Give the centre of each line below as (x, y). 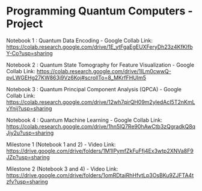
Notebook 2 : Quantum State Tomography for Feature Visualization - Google (100, 65)
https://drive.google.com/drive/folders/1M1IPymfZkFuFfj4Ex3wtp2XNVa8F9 (100, 151)
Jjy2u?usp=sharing (30, 133)
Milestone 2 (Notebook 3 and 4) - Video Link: (62, 169)
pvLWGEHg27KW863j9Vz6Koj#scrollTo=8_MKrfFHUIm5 (76, 77)
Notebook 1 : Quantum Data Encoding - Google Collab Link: (80, 40)
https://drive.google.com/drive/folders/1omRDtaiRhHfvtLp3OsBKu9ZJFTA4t (100, 175)
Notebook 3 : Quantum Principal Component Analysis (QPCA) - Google (94, 89)
